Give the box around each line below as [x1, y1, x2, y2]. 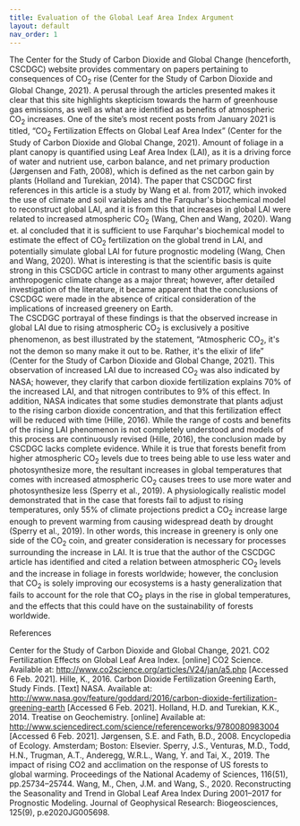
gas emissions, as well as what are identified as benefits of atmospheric [9, 104, 275, 115]
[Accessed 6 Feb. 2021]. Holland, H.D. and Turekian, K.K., [66, 702, 279, 713]
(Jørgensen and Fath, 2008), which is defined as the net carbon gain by [9, 165, 275, 176]
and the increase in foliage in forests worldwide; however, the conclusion [9, 568, 279, 578]
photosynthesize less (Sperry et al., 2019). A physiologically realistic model [9, 485, 287, 496]
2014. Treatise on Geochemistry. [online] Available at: [9, 712, 206, 723]
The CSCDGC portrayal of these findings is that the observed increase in [9, 313, 278, 324]
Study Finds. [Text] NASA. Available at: [9, 683, 152, 694]
